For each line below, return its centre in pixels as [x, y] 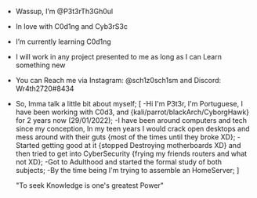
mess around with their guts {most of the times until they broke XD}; [125, 137]
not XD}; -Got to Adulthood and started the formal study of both [118, 162]
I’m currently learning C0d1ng [63, 41]
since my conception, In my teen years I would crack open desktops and [132, 129]
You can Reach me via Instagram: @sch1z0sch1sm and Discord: [118, 80]
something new [40, 65]
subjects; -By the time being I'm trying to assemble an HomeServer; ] [127, 170]
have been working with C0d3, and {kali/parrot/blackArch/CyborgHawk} [132, 112]
